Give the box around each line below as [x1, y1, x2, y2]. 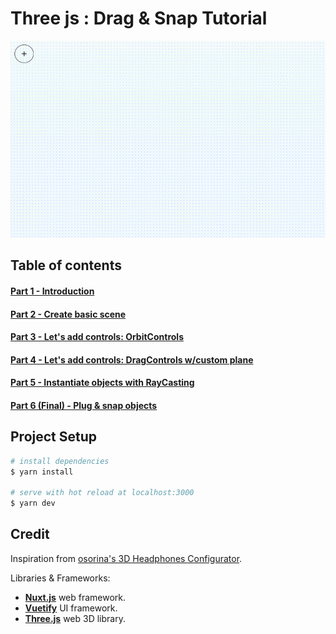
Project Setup [10, 428, 98, 446]
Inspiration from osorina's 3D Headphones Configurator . [10, 552, 243, 564]
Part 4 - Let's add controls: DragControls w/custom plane [10, 353, 254, 366]
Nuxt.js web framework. [24, 591, 127, 603]
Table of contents [10, 257, 122, 274]
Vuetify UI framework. [24, 602, 118, 614]
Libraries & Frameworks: [10, 572, 111, 584]
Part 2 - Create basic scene [10, 308, 127, 320]
